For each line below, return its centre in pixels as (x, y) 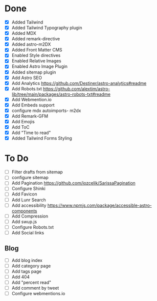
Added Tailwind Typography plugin (47, 28)
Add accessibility (29, 205)
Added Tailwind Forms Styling (42, 138)
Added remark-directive (36, 39)
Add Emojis (23, 122)
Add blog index (27, 260)
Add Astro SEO (27, 78)
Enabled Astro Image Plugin (40, 66)
